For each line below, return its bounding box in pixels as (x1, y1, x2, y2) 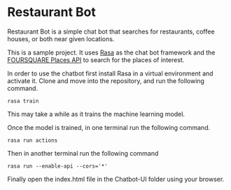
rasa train (7, 97, 39, 105)
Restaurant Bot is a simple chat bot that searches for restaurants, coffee (7, 27, 215, 36)
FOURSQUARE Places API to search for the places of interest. (7, 55, 185, 64)
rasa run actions (7, 137, 58, 144)
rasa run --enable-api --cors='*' (7, 162, 108, 170)
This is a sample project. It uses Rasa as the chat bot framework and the (7, 48, 216, 57)
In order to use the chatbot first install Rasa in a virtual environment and (7, 69, 213, 78)
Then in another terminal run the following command (7, 149, 159, 157)
